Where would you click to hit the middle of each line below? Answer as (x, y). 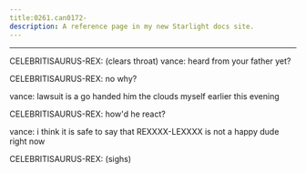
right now (27, 141)
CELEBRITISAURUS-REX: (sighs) (71, 158)
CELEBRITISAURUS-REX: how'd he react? (87, 114)
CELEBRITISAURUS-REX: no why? (73, 78)
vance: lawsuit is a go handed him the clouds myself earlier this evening (144, 96)
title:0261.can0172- (49, 18)
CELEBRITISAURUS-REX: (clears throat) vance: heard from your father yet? (150, 61)
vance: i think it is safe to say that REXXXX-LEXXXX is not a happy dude (144, 131)
